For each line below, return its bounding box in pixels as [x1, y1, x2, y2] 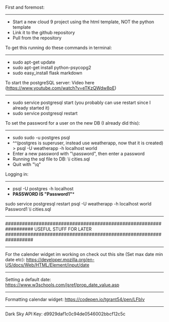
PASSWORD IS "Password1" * [12, 191, 74, 197]
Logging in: [5, 171, 29, 177]
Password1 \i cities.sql [5, 206, 51, 212]
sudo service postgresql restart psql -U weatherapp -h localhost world [5, 201, 152, 206]
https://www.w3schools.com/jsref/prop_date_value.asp [5, 282, 120, 288]
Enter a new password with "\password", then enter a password [12, 151, 145, 156]
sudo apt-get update [12, 59, 55, 65]
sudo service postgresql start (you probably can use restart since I [12, 99, 151, 105]
